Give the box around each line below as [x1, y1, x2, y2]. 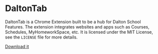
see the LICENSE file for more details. [5, 34, 78, 40]
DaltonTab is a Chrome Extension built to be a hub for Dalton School [5, 19, 141, 25]
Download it [5, 43, 29, 49]
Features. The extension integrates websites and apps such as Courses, [5, 24, 150, 29]
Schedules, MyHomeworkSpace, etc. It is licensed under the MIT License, [5, 29, 153, 35]
